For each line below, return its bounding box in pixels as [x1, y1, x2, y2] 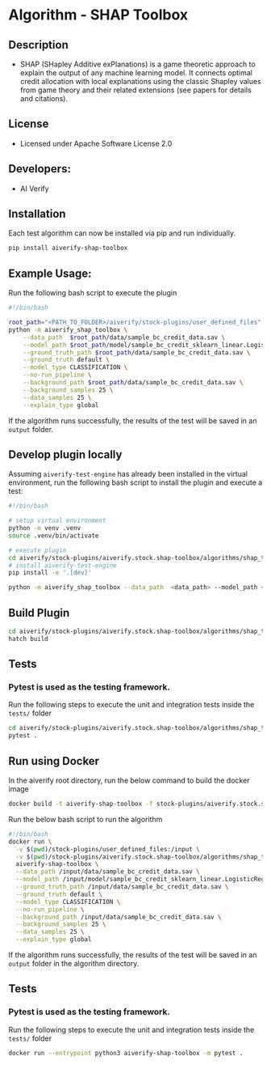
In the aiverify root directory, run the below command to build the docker [8, 775, 250, 785]
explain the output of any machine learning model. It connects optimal [19, 68, 252, 78]
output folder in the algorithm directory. [8, 959, 140, 968]
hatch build [8, 634, 48, 643]
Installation [8, 207, 66, 221]
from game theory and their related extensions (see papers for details [19, 85, 252, 95]
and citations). [19, 94, 69, 103]
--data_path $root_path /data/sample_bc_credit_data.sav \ [23, 333, 226, 342]
